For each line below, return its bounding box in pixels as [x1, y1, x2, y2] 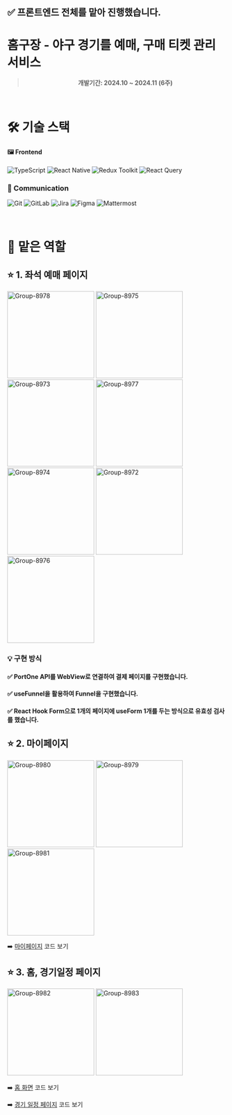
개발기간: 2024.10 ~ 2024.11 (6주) [78, 79, 173, 87]
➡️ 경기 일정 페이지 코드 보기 [7, 1100, 83, 1109]
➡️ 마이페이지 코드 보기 [7, 942, 69, 950]
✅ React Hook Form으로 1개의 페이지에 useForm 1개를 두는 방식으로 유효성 [7, 707, 213, 715]
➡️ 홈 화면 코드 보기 [7, 1084, 59, 1092]
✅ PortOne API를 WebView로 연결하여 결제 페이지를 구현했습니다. [7, 672, 188, 680]
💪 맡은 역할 [7, 239, 66, 255]
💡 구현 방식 [7, 653, 42, 663]
